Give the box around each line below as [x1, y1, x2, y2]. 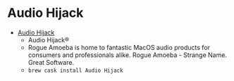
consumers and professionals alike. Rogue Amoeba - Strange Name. [27, 51, 228, 59]
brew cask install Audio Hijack [27, 67, 123, 74]
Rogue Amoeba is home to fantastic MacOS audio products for [27, 43, 210, 51]
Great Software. [27, 58, 75, 66]
